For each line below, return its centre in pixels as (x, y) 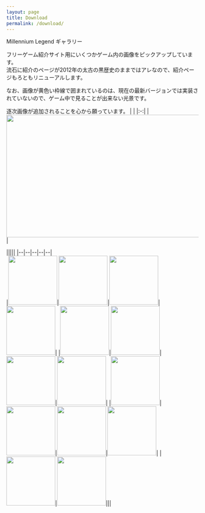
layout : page (23, 12)
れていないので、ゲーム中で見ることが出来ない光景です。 (78, 98)
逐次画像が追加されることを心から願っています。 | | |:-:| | (78, 112)
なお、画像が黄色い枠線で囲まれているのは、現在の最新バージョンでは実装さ (103, 91)
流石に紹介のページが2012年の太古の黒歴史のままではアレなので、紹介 (95, 70)
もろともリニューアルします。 (49, 78)
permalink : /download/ (35, 23)
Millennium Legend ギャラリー (45, 42)
